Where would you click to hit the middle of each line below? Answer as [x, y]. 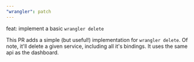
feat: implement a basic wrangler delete [55, 28]
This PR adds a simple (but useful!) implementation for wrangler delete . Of [97, 40]
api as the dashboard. [32, 52]
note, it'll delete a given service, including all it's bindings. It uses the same [97, 46]
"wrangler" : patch [29, 12]
